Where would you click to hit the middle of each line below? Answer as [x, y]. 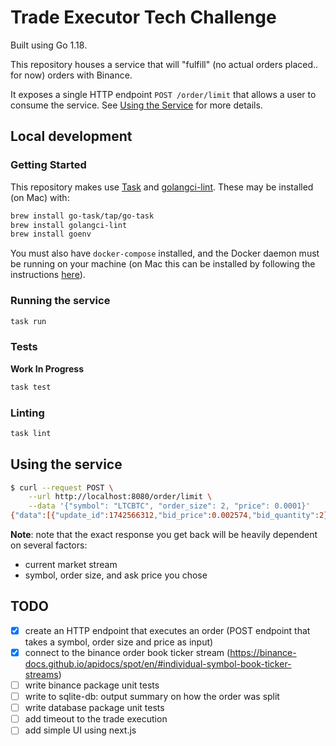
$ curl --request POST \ [62, 487]
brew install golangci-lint [69, 225]
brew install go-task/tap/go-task [82, 216]
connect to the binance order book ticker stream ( [127, 652]
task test [31, 387]
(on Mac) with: [40, 197]
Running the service [60, 301]
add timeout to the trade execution [96, 719]
